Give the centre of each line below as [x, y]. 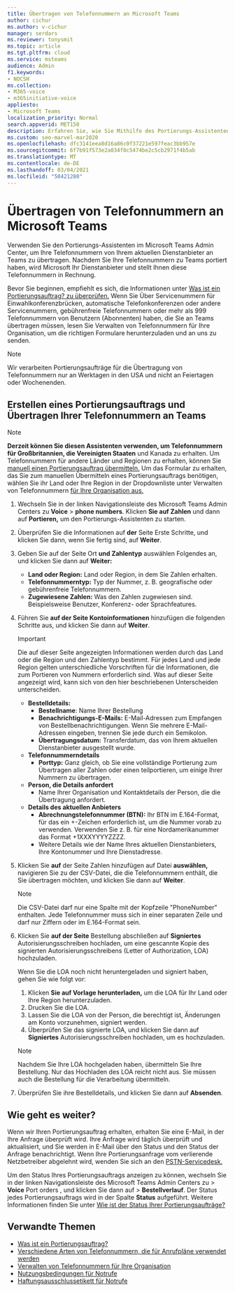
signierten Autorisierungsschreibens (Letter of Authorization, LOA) [113, 951]
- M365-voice [26, 92]
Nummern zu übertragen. [75, 778]
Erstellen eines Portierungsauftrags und [96, 404]
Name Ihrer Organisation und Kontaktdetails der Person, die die [129, 792]
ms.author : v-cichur [37, 27]
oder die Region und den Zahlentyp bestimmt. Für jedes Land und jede [119, 660]
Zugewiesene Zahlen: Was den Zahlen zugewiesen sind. [110, 597]
